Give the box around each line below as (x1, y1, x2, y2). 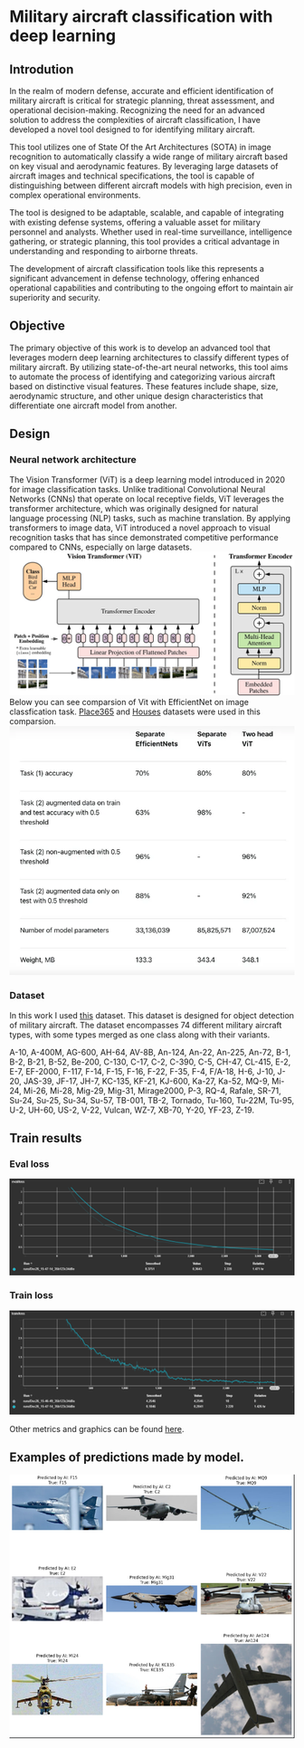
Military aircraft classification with (9, 6, 273, 27)
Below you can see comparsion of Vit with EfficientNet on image (9, 696, 250, 707)
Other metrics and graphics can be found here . (9, 1423, 185, 1434)
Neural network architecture (9, 454, 138, 466)
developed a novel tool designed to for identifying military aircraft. (9, 124, 255, 135)
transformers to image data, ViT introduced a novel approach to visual (9, 522, 271, 533)
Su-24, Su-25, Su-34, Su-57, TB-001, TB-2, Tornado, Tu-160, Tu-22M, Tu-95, (9, 1094, 295, 1105)
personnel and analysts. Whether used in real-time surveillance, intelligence (9, 226, 292, 237)
